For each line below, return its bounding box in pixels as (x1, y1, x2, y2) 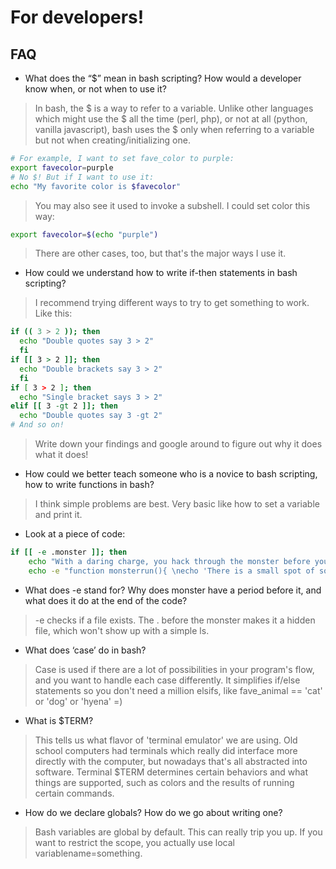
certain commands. (34, 787, 115, 799)
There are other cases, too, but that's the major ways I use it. (34, 247, 287, 260)
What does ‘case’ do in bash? (24, 644, 147, 656)
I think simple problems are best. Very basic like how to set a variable (34, 498, 320, 510)
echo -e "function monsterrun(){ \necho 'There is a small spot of (28, 566, 315, 576)
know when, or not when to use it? (24, 83, 167, 95)
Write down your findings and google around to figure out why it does (34, 438, 323, 450)
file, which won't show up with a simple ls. (34, 624, 210, 636)
